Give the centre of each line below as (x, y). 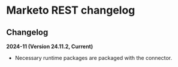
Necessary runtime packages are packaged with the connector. (93, 58)
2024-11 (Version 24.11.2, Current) (50, 46)
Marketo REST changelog (71, 10)
